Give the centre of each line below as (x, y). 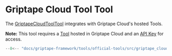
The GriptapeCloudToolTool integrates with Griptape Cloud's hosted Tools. (84, 24)
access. (14, 39)
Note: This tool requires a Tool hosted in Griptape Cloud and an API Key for (84, 33)
